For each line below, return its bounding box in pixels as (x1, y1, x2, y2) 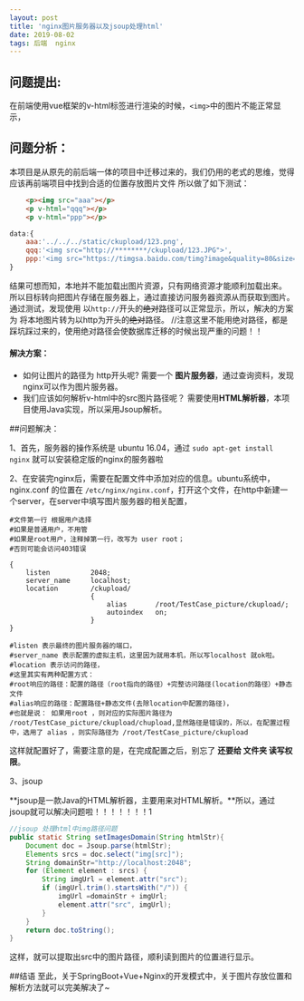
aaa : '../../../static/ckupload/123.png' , (25, 238, 184, 247)
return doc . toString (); (25, 926, 116, 935)
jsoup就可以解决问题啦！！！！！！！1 (9, 806, 152, 817)
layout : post (9, 13, 59, 23)
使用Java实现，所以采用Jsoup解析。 (30, 404, 167, 415)
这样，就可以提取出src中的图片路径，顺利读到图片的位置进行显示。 (9, 951, 260, 962)
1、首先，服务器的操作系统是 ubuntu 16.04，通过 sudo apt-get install (9, 442, 274, 453)
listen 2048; (25, 569, 111, 578)
